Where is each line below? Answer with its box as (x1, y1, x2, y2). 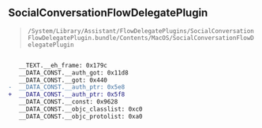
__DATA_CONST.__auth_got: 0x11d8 (18, 68, 129, 77)
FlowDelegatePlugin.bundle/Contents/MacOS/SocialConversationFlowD (27, 34, 254, 42)
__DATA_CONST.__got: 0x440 (18, 76, 108, 84)
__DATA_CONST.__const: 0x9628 (18, 98, 118, 106)
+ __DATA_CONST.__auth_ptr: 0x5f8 (8, 90, 125, 99)
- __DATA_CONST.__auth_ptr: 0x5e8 (8, 83, 125, 91)
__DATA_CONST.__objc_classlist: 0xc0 (18, 105, 144, 113)
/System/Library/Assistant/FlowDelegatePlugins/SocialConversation (27, 27, 254, 35)
